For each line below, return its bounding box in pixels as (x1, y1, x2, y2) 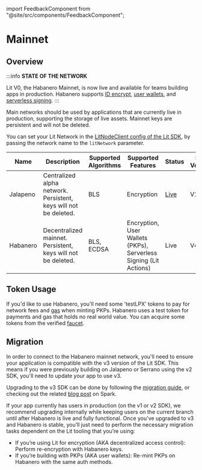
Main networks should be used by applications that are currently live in (6, 108, 182, 116)
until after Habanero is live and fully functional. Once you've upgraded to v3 (6, 415, 194, 422)
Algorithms (88, 161, 121, 169)
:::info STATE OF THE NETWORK (6, 72, 88, 79)
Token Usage (6, 284, 57, 294)
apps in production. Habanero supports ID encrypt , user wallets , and (6, 90, 176, 97)
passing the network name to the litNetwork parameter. (6, 140, 145, 146)
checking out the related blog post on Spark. (6, 390, 117, 397)
